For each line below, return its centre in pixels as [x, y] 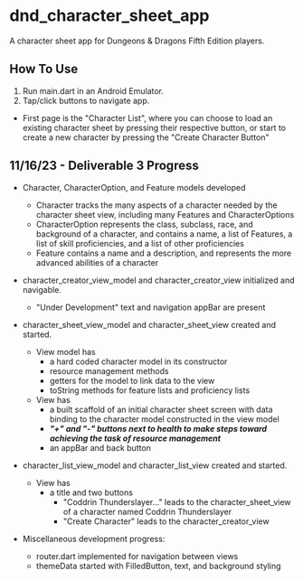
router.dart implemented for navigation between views [137, 556]
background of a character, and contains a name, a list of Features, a [164, 234]
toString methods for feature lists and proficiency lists [150, 390]
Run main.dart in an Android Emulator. [93, 90]
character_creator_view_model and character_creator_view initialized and [158, 280]
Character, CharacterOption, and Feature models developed [134, 187]
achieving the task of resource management [135, 438]
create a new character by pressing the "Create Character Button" [146, 137]
